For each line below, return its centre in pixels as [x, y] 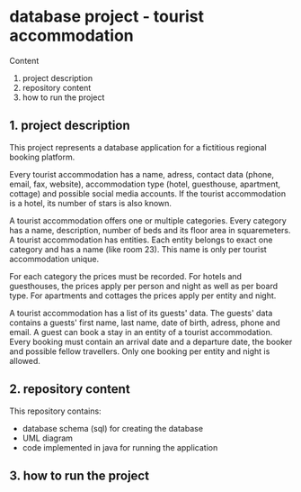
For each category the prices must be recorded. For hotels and [126, 276]
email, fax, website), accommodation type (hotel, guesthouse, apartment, [145, 184]
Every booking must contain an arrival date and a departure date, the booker [151, 342]
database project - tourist [107, 17]
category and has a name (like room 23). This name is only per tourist [138, 249]
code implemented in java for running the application [120, 447]
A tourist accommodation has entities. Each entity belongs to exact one [141, 240]
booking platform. [42, 157]
